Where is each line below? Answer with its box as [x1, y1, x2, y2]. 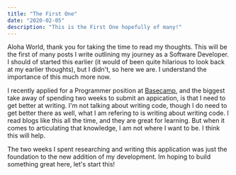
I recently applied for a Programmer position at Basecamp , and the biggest [7, 86, 225, 95]
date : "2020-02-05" [7, 17, 65, 24]
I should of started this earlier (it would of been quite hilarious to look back [7, 58, 225, 66]
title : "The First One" [7, 10, 78, 18]
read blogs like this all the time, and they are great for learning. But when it [7, 116, 225, 125]
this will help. [7, 131, 46, 140]
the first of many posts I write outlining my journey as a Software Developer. [7, 50, 229, 59]
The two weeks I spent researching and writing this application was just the [7, 145, 227, 154]
